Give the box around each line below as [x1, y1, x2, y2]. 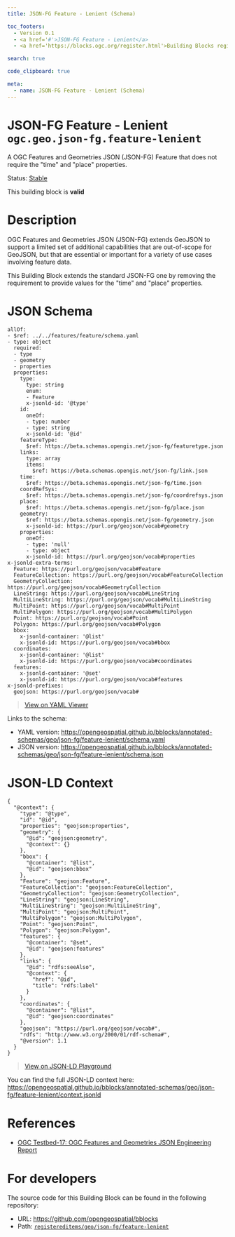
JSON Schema [7, 303, 93, 319]
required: [13, 345, 42, 352]
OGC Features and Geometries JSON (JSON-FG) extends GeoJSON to [7, 235, 211, 243]
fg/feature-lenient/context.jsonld [7, 1090, 101, 1099]
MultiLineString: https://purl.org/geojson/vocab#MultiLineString [13, 596, 211, 603]
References [7, 1115, 76, 1131]
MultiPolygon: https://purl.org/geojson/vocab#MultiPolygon [13, 608, 192, 616]
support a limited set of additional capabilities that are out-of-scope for [7, 243, 212, 251]
